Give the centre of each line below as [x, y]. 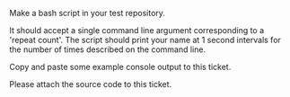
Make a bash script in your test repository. [88, 13]
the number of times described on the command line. [108, 49]
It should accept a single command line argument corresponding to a [137, 30]
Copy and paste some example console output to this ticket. [120, 67]
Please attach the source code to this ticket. [91, 84]
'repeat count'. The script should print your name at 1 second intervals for [145, 40]
